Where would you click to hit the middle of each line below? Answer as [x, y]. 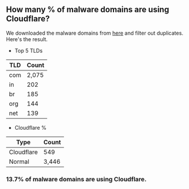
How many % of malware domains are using [88, 10]
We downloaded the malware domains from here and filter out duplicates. [95, 33]
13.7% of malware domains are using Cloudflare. [76, 179]
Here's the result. [27, 39]
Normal [19, 161]
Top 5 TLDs [28, 50]
